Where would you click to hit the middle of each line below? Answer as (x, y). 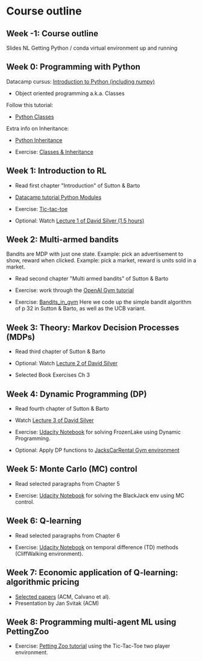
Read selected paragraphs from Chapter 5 (67, 484)
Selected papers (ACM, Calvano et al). (62, 596)
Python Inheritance (39, 140)
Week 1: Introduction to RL (56, 171)
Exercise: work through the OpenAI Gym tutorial (74, 290)
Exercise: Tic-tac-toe (41, 209)
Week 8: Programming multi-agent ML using (91, 622)
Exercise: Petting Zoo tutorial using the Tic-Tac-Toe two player (93, 646)
